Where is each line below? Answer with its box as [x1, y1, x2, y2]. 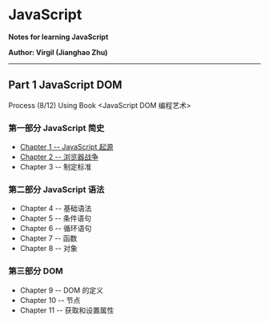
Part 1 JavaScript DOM [8, 78, 122, 92]
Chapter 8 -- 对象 [19, 244, 78, 253]
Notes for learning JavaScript [8, 32, 109, 42]
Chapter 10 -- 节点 [19, 295, 81, 305]
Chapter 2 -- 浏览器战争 [19, 152, 98, 161]
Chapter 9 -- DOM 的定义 [19, 285, 104, 295]
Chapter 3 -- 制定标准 [19, 162, 92, 172]
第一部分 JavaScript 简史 [8, 122, 105, 134]
